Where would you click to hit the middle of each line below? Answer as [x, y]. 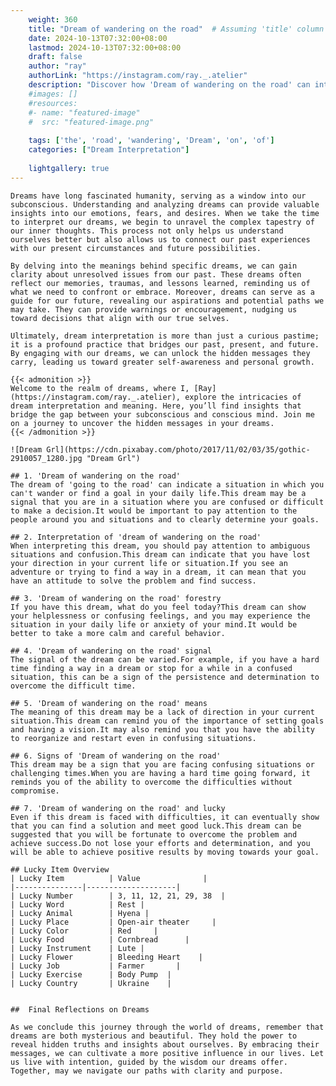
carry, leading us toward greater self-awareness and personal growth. [162, 362]
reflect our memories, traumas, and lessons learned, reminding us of [160, 283]
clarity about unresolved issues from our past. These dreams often [156, 274]
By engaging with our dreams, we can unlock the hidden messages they [160, 353]
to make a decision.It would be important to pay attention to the [154, 511]
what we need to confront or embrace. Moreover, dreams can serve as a [162, 292]
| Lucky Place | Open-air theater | [113, 922]
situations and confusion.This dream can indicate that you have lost [160, 554]
